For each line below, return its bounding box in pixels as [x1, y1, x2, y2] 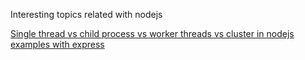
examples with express [10, 39, 105, 50]
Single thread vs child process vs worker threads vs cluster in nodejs [10, 28, 295, 39]
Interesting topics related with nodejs [10, 9, 163, 20]
